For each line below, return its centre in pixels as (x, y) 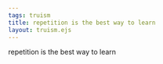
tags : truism (29, 15)
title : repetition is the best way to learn (82, 23)
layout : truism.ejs (40, 30)
